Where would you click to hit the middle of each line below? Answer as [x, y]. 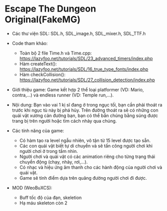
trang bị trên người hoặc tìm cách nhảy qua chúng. [64, 121]
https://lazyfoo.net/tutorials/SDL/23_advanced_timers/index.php [86, 58]
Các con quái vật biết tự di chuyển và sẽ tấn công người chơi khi [86, 146]
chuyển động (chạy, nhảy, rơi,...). [54, 162]
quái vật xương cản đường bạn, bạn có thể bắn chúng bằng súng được [85, 115]
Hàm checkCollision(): [43, 74]
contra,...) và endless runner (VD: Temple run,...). [63, 95]
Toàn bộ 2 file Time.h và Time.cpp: [56, 53]
